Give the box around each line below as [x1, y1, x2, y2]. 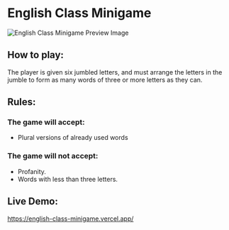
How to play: [7, 49, 64, 61]
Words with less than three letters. [17, 175, 118, 183]
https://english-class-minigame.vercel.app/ [7, 214, 134, 223]
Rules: [7, 96, 36, 108]
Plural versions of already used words [17, 133, 129, 142]
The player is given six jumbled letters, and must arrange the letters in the [7, 67, 223, 76]
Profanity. [17, 167, 46, 175]
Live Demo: [7, 195, 58, 207]
